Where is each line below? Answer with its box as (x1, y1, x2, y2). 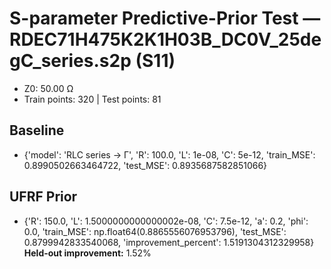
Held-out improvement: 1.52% (23, 247, 152, 259)
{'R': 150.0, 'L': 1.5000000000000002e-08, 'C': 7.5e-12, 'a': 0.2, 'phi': (23, 215, 309, 227)
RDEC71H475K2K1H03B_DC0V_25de (9, 28, 322, 51)
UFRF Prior (9, 188, 78, 206)
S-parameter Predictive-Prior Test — (9, 7, 321, 30)
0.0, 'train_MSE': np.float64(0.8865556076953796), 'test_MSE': (23, 225, 287, 237)
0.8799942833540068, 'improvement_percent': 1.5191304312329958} (23, 236, 315, 248)
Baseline (9, 122, 65, 139)
